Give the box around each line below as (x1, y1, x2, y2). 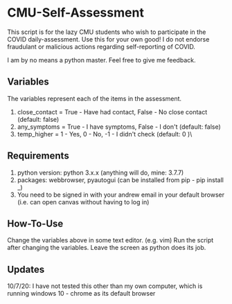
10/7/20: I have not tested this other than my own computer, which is (7, 282, 203, 290)
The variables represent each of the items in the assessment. (7, 94, 182, 102)
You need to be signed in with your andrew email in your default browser (17, 190, 225, 199)
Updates (7, 263, 45, 275)
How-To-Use (7, 217, 64, 229)
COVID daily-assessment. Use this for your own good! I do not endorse (7, 35, 210, 43)
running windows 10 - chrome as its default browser (7, 289, 156, 298)
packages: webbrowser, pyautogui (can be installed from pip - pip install (17, 175, 224, 184)
